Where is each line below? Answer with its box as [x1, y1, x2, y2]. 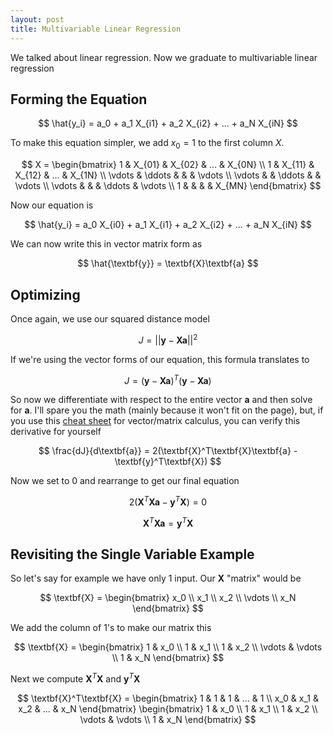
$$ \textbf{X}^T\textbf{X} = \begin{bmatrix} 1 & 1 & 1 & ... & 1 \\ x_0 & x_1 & [17, 692, 319, 705]
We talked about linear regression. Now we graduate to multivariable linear [10, 51, 318, 63]
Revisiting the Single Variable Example [10, 546, 255, 563]
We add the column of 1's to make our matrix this [10, 622, 212, 634]
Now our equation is [10, 199, 94, 211]
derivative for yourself [10, 426, 102, 438]
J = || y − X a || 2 [138, 332, 198, 346]
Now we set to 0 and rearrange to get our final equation [10, 475, 240, 487]
